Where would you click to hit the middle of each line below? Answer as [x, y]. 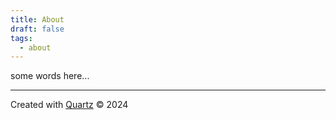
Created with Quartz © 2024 [69, 105]
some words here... [50, 76]
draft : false [37, 29]
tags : [21, 38]
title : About [37, 19]
